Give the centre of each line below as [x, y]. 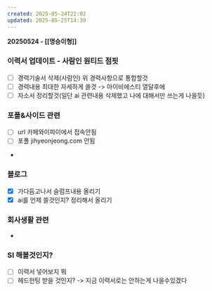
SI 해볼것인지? [30, 255]
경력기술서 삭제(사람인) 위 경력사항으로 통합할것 [83, 77]
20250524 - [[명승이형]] [42, 41]
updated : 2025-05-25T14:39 [47, 20]
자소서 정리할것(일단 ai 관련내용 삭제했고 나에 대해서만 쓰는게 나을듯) [111, 95]
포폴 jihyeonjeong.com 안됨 [56, 141]
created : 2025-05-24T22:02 [47, 14]
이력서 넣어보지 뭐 [42, 272]
